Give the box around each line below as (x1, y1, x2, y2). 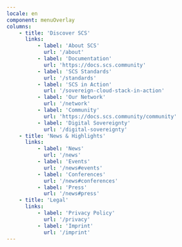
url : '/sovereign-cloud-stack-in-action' (43, 87, 165, 94)
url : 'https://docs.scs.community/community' (43, 113, 177, 120)
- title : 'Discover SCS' (19, 29, 91, 37)
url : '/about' (43, 49, 84, 56)
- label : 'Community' (37, 107, 100, 113)
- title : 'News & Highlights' (19, 132, 107, 139)
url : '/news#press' (43, 190, 100, 197)
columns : (6, 23, 32, 30)
